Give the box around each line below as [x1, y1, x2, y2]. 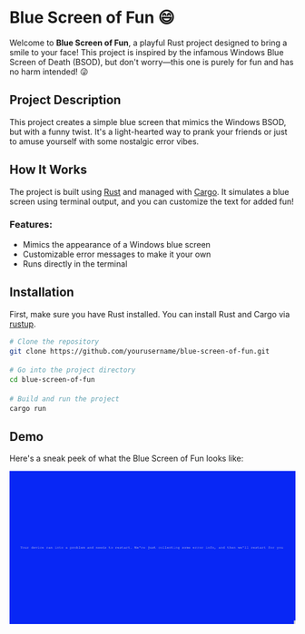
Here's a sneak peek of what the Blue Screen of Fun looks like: [9, 453, 244, 464]
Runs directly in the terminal [22, 258, 128, 269]
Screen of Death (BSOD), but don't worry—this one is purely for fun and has [9, 56, 294, 67]
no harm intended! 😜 [9, 66, 89, 77]
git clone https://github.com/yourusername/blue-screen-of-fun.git [9, 346, 271, 356]
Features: [9, 219, 53, 231]
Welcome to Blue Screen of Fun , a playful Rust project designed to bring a [9, 37, 288, 48]
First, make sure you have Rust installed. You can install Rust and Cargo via [9, 308, 290, 319]
